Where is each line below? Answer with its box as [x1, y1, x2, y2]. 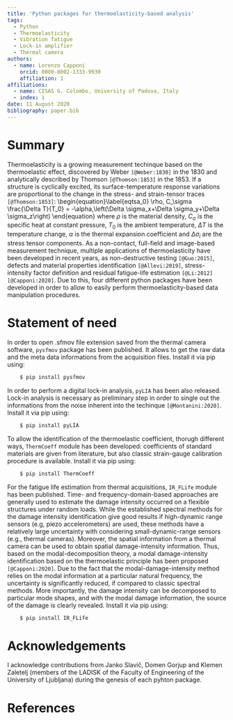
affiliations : [7, 81, 49, 88]
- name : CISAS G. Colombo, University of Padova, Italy [13, 88, 179, 95]
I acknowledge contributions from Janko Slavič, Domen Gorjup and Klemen [7, 661, 223, 669]
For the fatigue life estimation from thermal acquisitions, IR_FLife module [7, 483, 217, 491]
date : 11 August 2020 [7, 101, 70, 108]
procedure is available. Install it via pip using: [7, 456, 136, 465]
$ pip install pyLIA [19, 422, 79, 429]
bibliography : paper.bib [7, 107, 79, 114]
